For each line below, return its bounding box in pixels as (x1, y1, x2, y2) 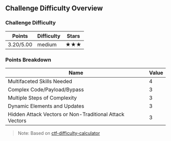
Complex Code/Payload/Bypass (8, 86, 84, 93)
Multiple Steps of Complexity (8, 94, 77, 101)
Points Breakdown (5, 56, 51, 63)
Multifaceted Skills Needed (8, 78, 72, 85)
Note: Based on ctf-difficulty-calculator (17, 130, 100, 136)
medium (37, 41, 57, 48)
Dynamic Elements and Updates (8, 102, 84, 110)
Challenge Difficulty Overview (5, 4, 103, 13)
